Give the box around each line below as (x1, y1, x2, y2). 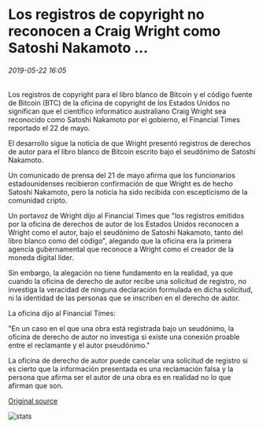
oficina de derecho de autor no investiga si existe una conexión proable (8, 333, 240, 342)
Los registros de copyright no (8, 6, 205, 24)
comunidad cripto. (8, 195, 68, 206)
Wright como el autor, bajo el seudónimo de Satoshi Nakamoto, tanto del (8, 228, 243, 237)
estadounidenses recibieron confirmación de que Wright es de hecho (8, 179, 234, 188)
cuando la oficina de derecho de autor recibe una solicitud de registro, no (8, 277, 246, 286)
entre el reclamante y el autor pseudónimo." (8, 341, 150, 350)
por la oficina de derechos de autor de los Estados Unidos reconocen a (8, 219, 239, 229)
